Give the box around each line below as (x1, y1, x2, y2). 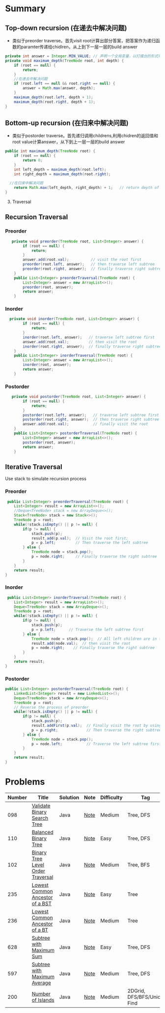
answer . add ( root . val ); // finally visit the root (23, 421, 148, 427)
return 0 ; (23, 158, 43, 163)
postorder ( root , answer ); (23, 440, 76, 445)
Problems (5, 776, 45, 787)
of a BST (31, 900, 52, 907)
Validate (31, 802, 51, 809)
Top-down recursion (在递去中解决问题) (5, 24, 127, 32)
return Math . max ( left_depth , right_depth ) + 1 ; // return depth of (14, 185, 160, 190)
